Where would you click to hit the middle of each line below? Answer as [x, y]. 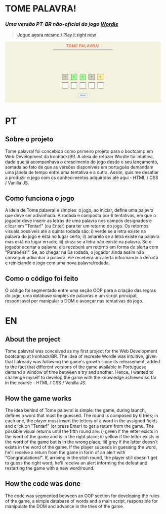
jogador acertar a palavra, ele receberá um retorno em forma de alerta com [82, 247]
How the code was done [43, 484]
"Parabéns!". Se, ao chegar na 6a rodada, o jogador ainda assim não [75, 252]
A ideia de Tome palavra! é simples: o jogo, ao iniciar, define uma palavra [80, 210]
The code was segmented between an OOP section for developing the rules [82, 496]
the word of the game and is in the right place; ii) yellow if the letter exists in [82, 437]
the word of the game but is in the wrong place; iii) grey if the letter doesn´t [82, 442]
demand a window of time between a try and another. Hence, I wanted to [80, 372]
